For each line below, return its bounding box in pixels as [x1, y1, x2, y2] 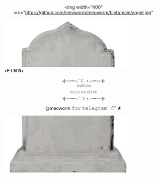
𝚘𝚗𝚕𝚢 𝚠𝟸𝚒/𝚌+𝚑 [69, 89, 98, 95]
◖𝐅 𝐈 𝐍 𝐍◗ [4, 68, 24, 73]
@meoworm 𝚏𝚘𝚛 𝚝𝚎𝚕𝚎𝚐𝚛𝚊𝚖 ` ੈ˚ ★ [45, 105, 122, 111]
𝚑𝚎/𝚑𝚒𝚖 [76, 83, 91, 88]
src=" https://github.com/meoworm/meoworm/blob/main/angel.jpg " [14, 10, 153, 15]
